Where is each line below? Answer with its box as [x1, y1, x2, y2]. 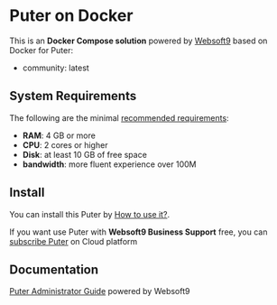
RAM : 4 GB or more [22, 130, 97, 141]
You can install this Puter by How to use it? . [9, 208, 170, 219]
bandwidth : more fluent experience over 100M [22, 159, 197, 170]
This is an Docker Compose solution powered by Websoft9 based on [9, 35, 268, 46]
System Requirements [9, 88, 137, 104]
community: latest [22, 62, 90, 73]
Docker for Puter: [9, 44, 74, 55]
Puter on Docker [9, 5, 134, 26]
